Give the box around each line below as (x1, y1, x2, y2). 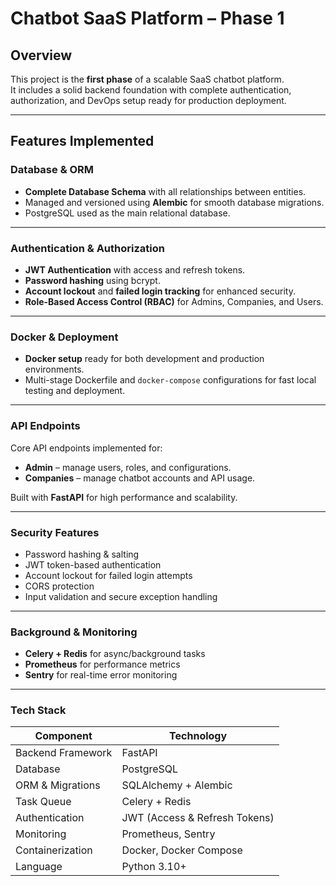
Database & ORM (10, 163, 95, 177)
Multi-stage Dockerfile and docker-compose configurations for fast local (24, 374, 317, 386)
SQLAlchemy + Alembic (121, 778, 233, 792)
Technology (169, 729, 228, 743)
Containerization (15, 843, 93, 857)
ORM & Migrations (15, 778, 101, 792)
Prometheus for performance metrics (24, 658, 181, 671)
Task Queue (15, 795, 72, 809)
